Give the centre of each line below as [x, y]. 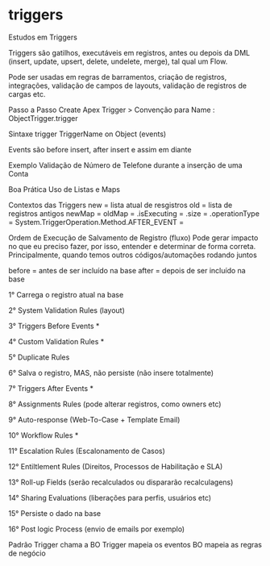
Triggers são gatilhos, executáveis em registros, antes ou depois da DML [129, 52]
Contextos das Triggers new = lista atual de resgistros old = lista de [120, 205]
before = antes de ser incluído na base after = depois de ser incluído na [127, 270]
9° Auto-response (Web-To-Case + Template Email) [94, 419]
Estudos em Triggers [43, 37]
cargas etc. [27, 94]
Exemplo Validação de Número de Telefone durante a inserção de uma [126, 165]
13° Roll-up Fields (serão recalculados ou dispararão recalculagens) [121, 482]
